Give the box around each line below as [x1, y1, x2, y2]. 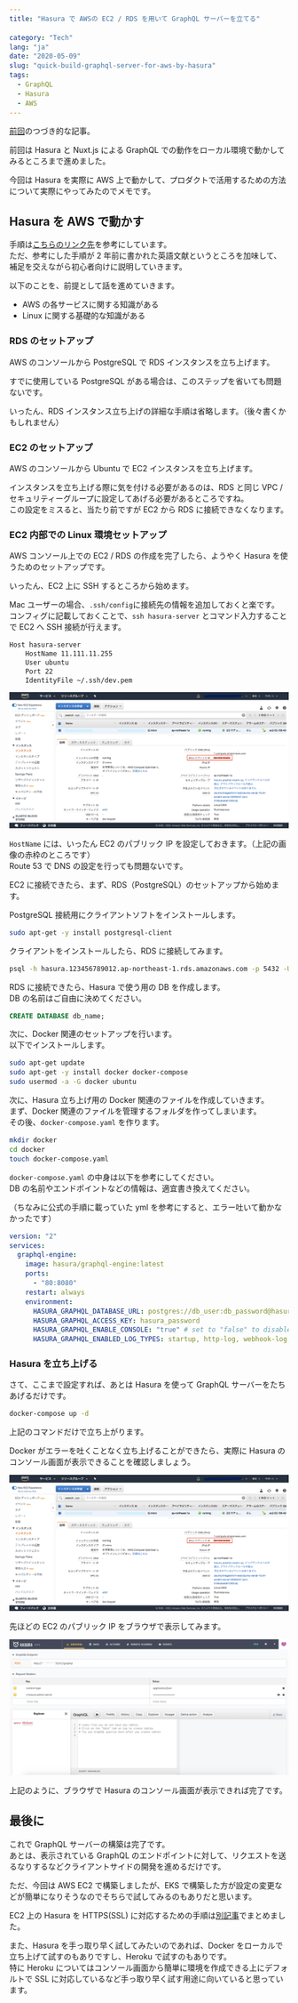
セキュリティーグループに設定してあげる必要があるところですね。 [9, 493, 249, 503]
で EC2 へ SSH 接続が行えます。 [9, 622, 126, 632]
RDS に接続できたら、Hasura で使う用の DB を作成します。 [9, 981, 225, 992]
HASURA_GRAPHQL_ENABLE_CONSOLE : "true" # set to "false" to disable [32, 1325, 292, 1334]
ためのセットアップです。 [16, 561, 110, 573]
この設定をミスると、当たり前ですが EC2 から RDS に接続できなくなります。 [9, 503, 289, 515]
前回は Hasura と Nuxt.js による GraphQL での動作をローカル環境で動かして [9, 144, 286, 155]
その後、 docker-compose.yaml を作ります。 [9, 1117, 164, 1128]
